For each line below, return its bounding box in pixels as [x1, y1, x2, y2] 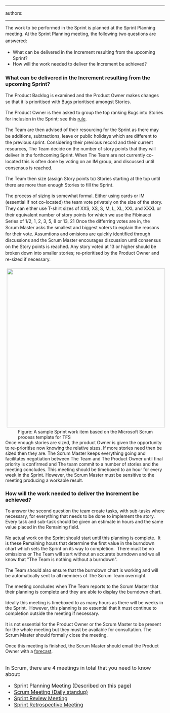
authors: [5, 10, 23, 16]
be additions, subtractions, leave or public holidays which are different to [5, 133, 157, 139]
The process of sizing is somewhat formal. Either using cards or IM [5, 193, 145, 199]
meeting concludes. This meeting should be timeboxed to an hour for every [5, 467, 162, 473]
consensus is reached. [5, 165, 53, 171]
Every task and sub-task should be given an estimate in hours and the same [5, 519, 163, 525]
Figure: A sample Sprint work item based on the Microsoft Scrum [18, 429, 153, 435]
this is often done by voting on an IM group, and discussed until [22, 159, 154, 165]
